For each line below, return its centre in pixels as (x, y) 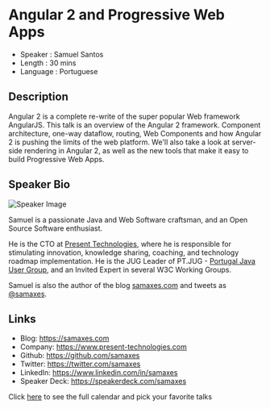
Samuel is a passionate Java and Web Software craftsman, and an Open (128, 219)
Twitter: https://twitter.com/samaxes (80, 364)
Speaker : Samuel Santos (62, 54)
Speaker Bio (39, 184)
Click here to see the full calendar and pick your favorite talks (110, 397)
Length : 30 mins (48, 63)
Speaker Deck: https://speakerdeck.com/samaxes (103, 382)
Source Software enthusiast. (56, 228)
